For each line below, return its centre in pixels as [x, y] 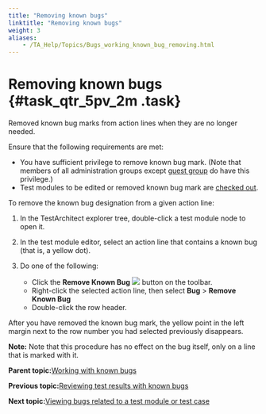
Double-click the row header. [79, 308]
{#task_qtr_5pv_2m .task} [94, 101]
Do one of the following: [59, 266]
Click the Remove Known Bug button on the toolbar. [122, 282]
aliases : [23, 38]
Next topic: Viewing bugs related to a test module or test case [109, 401]
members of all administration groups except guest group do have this [135, 171]
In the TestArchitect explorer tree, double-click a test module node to [133, 218]
